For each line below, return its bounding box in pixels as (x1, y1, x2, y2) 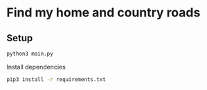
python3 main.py (6, 50, 53, 57)
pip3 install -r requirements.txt (6, 76, 107, 83)
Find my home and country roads (6, 5, 201, 21)
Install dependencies (6, 63, 66, 71)
